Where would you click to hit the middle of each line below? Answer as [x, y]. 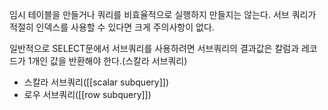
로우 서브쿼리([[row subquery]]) [87, 94]
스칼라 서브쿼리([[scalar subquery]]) [96, 82]
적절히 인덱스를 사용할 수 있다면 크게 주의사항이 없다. [112, 27]
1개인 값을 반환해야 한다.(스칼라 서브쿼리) [107, 61]
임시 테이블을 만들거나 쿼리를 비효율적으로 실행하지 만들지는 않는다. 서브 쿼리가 [163, 14]
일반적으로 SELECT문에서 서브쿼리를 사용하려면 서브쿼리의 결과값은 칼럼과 [154, 48]
